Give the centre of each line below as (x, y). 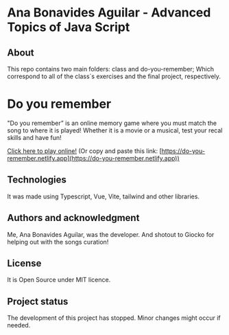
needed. (19, 325)
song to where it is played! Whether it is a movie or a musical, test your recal (115, 130)
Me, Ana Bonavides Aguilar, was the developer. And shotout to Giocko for (111, 234)
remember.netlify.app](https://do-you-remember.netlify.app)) (93, 158)
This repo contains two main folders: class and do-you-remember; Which (111, 69)
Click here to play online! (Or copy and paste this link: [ (85, 151)
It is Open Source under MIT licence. (59, 280)
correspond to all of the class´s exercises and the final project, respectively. (114, 76)
